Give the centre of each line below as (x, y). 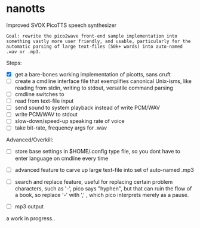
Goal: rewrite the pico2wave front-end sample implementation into (92, 36)
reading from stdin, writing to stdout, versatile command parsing (94, 88)
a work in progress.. (31, 218)
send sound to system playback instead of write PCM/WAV (87, 108)
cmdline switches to (39, 94)
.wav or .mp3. (24, 52)
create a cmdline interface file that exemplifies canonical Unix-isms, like (103, 81)
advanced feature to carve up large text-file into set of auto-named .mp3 (104, 170)
